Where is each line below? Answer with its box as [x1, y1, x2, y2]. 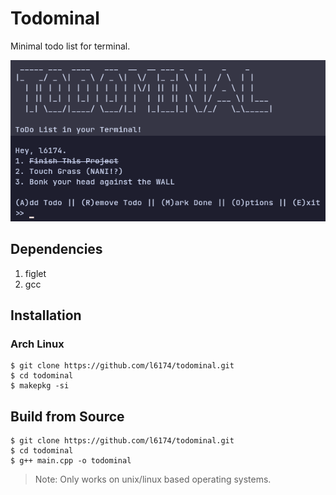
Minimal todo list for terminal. [10, 40, 131, 52]
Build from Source [10, 408, 125, 425]
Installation [10, 307, 82, 324]
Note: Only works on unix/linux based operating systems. [34, 473, 272, 486]
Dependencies [10, 241, 103, 258]
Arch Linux [10, 337, 65, 351]
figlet [24, 267, 47, 279]
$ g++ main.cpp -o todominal [10, 456, 132, 466]
